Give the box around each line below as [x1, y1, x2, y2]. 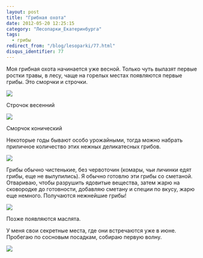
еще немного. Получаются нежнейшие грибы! [6, 192, 126, 199]
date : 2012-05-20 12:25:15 [6, 20, 75, 26]
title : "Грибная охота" [6, 15, 67, 21]
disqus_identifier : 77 [6, 49, 64, 55]
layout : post [6, 9, 40, 15]
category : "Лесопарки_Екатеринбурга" [6, 26, 102, 32]
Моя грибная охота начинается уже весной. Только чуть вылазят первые [6, 65, 198, 72]
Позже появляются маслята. [6, 215, 81, 222]
